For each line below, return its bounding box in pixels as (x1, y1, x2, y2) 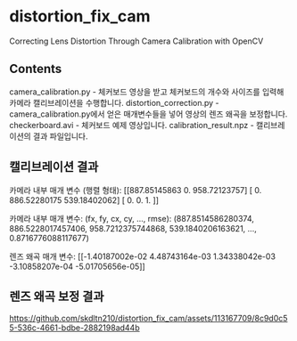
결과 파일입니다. (32, 131, 88, 142)
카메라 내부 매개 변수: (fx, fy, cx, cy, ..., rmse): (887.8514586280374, (9, 213, 254, 223)
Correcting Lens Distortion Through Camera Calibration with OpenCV (9, 36, 264, 46)
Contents (9, 61, 62, 77)
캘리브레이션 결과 (9, 159, 99, 175)
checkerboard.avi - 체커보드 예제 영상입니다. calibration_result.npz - (9, 119, 254, 130)
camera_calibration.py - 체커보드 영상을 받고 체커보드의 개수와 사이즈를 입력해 (9, 86, 285, 97)
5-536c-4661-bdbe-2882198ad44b (9, 322, 140, 333)
